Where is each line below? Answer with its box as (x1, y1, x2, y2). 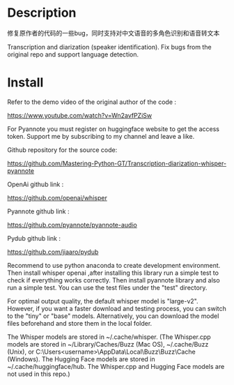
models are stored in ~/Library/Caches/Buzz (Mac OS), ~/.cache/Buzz (7, 340, 209, 348)
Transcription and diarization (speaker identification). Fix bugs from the (7, 43, 212, 51)
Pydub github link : (7, 234, 61, 242)
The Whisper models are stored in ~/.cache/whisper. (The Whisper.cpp (7, 333, 211, 341)
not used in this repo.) (7, 370, 71, 378)
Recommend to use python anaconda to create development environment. (7, 261, 221, 269)
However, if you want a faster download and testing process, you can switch (7, 304, 226, 312)
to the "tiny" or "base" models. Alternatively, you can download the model (7, 312, 219, 320)
